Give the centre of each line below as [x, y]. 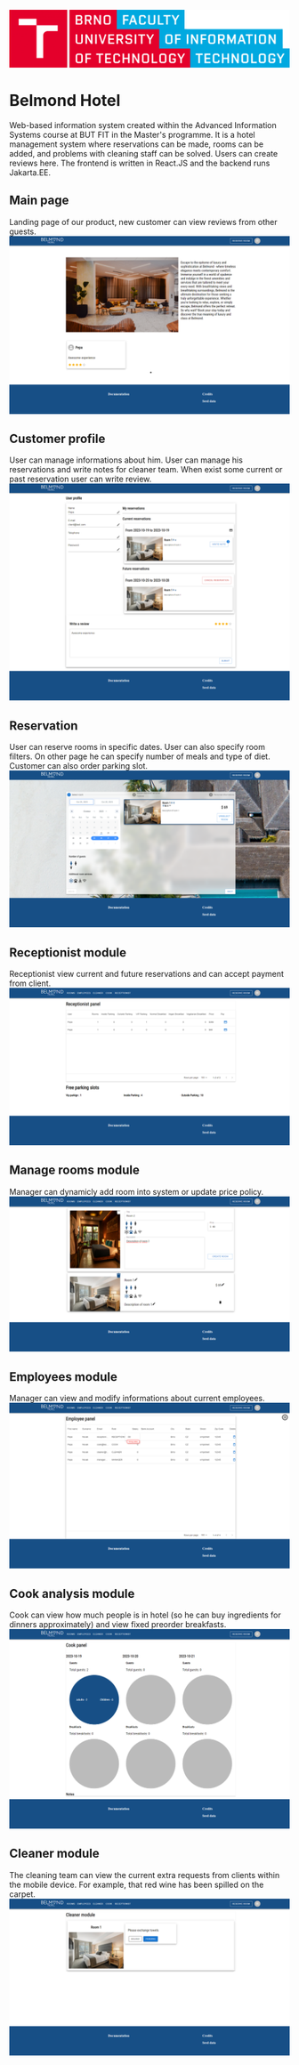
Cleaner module [54, 1854]
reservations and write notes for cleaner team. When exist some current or [146, 470]
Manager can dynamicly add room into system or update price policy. [137, 1191]
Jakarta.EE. [30, 172]
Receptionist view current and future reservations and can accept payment [147, 974]
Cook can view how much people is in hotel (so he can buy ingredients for [145, 1615]
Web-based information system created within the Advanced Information [143, 125]
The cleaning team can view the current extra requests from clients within [145, 1875]
